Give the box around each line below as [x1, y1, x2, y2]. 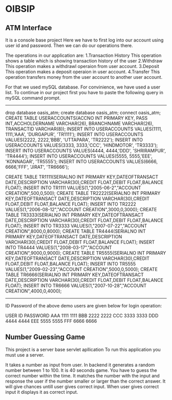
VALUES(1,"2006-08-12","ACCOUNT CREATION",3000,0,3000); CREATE [5, 207, 157, 212]
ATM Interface [5, 24, 52, 32]
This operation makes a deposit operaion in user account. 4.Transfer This [5, 69, 160, 75]
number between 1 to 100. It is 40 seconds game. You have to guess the [5, 367, 157, 373]
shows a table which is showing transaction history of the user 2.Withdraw [5, 58, 163, 64]
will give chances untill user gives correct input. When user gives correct [5, 383, 159, 389]
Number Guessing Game [5, 333, 85, 342]
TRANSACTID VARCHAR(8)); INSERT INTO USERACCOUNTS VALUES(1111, [5, 126, 162, 132]
